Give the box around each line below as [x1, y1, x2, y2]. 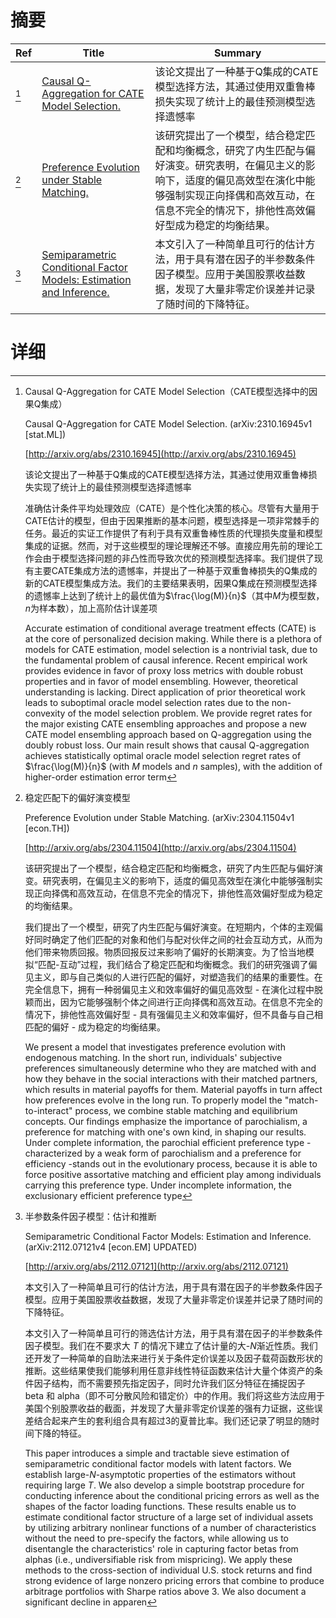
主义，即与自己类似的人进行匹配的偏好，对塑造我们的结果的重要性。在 [33, 971, 323, 983]
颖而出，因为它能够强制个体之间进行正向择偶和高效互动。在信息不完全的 [24, 996, 323, 1008]
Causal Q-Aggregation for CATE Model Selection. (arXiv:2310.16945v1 [24, 417, 313, 430]
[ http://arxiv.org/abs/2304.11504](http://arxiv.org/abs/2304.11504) [24, 841, 297, 853]
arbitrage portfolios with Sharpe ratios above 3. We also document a [24, 1585, 307, 1597]
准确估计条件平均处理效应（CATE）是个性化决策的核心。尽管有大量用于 [24, 502, 320, 514]
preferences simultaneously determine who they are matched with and [24, 1062, 317, 1074]
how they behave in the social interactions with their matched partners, [24, 1072, 318, 1085]
